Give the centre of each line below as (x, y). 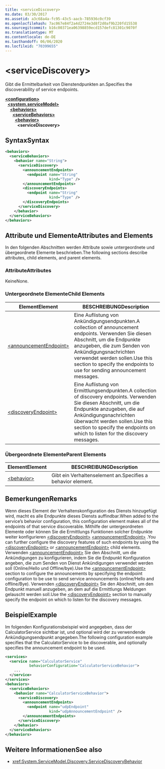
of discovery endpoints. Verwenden (115, 397)
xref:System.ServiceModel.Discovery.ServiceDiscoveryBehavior (77, 762)
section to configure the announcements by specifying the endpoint (74, 573)
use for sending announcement (110, 370)
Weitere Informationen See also (54, 750)
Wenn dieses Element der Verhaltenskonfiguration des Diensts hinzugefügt (81, 511)
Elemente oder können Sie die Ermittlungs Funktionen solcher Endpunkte (79, 532)
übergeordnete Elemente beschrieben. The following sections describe (76, 253)
